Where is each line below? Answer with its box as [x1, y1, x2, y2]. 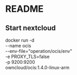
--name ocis [5, 43, 32, 49]
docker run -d [5, 37, 35, 43]
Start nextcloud [5, 24, 56, 32]
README [5, 3, 44, 15]
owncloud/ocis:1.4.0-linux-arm [5, 65, 70, 70]
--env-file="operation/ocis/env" [5, 48, 72, 54]
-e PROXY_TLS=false [5, 53, 50, 60]
